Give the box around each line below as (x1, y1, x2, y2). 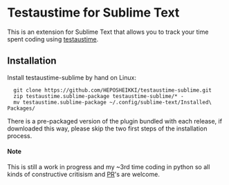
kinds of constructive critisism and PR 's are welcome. (7, 170, 161, 178)
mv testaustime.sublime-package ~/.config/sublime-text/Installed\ (13, 99, 212, 106)
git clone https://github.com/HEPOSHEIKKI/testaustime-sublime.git (13, 86, 212, 94)
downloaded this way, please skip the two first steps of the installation (7, 124, 208, 133)
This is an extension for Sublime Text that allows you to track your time (7, 28, 209, 36)
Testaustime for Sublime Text (7, 5, 180, 21)
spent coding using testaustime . (7, 35, 99, 43)
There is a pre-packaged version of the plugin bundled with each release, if (7, 117, 223, 125)
